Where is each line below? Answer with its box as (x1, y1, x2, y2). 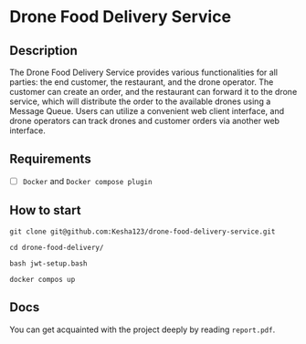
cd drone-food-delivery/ (9, 243, 104, 252)
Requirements (9, 151, 91, 167)
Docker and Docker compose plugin (22, 175, 153, 186)
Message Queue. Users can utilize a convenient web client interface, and (9, 106, 285, 116)
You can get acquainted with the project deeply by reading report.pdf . (9, 324, 276, 335)
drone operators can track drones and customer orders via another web (9, 116, 280, 126)
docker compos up (9, 275, 76, 284)
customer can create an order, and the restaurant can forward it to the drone (9, 87, 298, 97)
